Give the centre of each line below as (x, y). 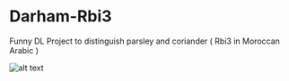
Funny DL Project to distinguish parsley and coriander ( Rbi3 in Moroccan (145, 41)
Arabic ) (24, 50)
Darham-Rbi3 (61, 16)
